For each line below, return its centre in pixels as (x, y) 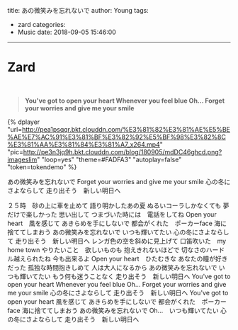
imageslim (22, 159)
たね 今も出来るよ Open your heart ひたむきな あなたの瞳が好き (133, 258)
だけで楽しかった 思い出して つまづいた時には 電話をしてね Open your (112, 214)
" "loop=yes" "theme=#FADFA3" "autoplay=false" (109, 159)
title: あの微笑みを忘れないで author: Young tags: (78, 10)
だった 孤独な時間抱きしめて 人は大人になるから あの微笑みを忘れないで (112, 267)
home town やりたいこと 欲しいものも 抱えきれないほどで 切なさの (107, 249)
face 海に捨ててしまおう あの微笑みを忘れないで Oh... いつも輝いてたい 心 (117, 310)
